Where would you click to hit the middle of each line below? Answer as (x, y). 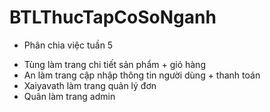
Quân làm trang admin (69, 96)
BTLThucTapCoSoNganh (113, 17)
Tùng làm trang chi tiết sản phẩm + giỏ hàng (114, 64)
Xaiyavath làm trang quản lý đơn (90, 85)
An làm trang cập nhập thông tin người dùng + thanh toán (142, 75)
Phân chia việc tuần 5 (68, 45)
